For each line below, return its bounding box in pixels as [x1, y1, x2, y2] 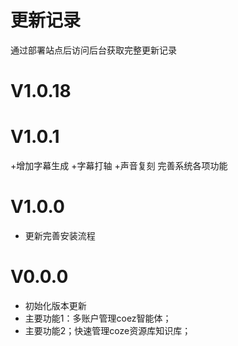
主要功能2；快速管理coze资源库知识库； [24, 324, 192, 336]
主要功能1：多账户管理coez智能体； [24, 312, 172, 324]
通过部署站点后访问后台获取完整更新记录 [10, 44, 177, 56]
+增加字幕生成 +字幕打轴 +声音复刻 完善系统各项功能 [10, 160, 228, 172]
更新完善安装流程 [24, 230, 96, 241]
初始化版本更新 [24, 299, 87, 311]
